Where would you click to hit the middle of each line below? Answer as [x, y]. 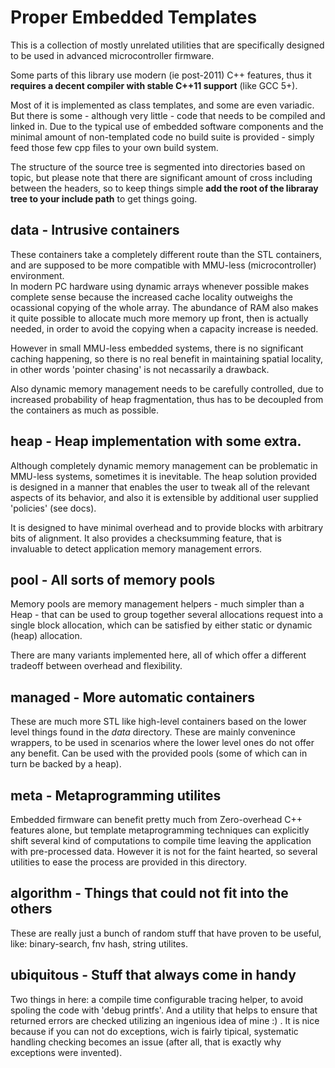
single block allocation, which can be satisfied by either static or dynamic [161, 625]
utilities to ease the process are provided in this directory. [128, 862]
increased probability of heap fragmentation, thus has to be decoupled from [167, 399]
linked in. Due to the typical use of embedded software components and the [167, 126]
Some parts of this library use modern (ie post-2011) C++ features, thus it [161, 75]
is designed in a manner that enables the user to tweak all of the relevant [160, 487]
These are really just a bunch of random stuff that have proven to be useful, [166, 933]
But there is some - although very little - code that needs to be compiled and [168, 115]
